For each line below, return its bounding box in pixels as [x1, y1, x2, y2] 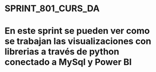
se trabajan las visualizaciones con [4, 36, 152, 47]
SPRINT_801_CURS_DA [4, 3, 100, 14]
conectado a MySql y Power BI [4, 57, 132, 68]
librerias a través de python [4, 46, 119, 57]
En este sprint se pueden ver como [4, 25, 150, 37]
